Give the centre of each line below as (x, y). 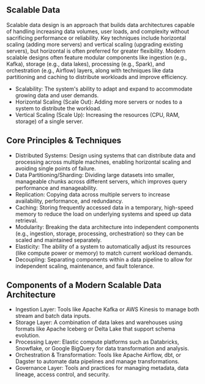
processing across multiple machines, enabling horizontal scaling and (103, 162)
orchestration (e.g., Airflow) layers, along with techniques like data (90, 70)
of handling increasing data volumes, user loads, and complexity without (98, 31)
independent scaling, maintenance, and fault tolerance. (85, 266)
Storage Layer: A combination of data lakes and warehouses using (99, 322)
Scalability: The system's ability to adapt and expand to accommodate (104, 89)
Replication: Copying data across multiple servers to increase (92, 194)
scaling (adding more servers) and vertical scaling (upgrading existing (95, 44)
